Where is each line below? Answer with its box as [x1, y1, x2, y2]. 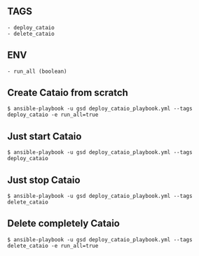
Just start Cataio [7, 130, 82, 142]
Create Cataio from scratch [7, 87, 128, 99]
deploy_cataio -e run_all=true [7, 111, 99, 118]
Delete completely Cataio [7, 218, 121, 229]
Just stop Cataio [7, 174, 81, 186]
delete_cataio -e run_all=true [7, 242, 99, 249]
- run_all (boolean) [7, 68, 68, 75]
